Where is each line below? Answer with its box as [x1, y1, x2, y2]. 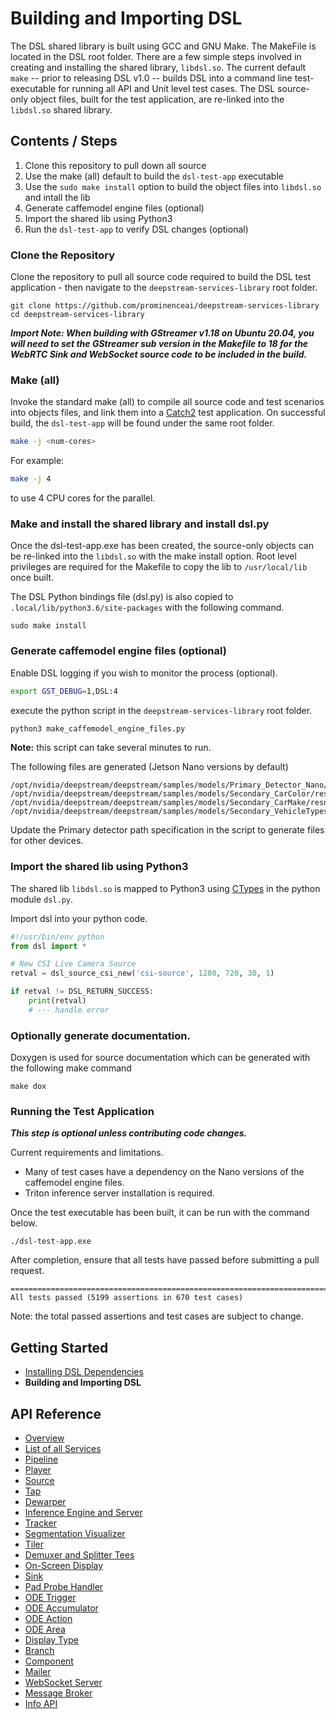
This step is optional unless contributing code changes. [10, 1127, 248, 1139]
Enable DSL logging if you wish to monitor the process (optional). [10, 667, 278, 679]
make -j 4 [10, 474, 52, 484]
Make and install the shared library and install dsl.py [10, 517, 270, 531]
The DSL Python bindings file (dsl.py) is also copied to [10, 591, 234, 603]
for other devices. [10, 835, 84, 847]
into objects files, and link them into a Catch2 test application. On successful [10, 407, 326, 419]
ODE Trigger [24, 1592, 77, 1604]
